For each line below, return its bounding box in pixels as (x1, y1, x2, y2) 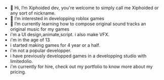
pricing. (10, 69, 26, 75)
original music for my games (10, 26, 70, 32)
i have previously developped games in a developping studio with (10, 53, 147, 59)
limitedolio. (10, 58, 33, 64)
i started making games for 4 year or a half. (10, 42, 100, 48)
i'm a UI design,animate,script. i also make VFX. (10, 32, 110, 37)
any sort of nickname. (10, 10, 56, 16)
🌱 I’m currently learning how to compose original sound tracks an (10, 21, 146, 27)
